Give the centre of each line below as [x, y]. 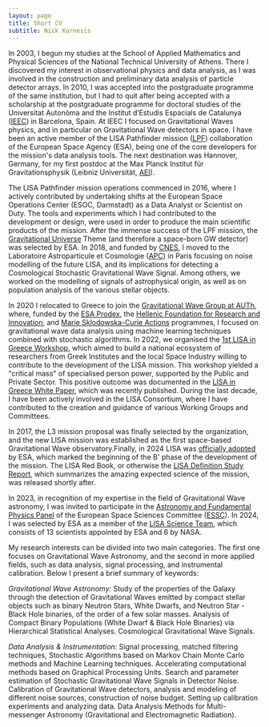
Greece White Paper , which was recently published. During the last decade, [133, 391]
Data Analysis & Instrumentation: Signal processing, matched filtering [123, 647]
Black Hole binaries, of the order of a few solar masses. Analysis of [119, 614]
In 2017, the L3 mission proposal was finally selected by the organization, [128, 432]
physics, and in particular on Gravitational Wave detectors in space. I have [130, 130]
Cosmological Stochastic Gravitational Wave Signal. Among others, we [124, 273]
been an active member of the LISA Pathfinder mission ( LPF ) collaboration [130, 139]
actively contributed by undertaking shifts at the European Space [115, 196]
